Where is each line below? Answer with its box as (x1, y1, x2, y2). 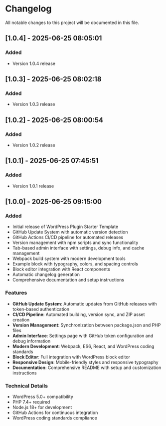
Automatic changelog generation (12, 271, 80, 277)
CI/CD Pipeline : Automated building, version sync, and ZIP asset (12, 311, 145, 317)
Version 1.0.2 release (12, 142, 56, 148)
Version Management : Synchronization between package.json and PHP (12, 322, 161, 328)
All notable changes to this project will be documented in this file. (5, 19, 140, 25)
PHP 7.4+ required (12, 398, 50, 405)
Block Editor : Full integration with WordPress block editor (12, 353, 131, 360)
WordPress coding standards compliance (12, 414, 97, 420)
